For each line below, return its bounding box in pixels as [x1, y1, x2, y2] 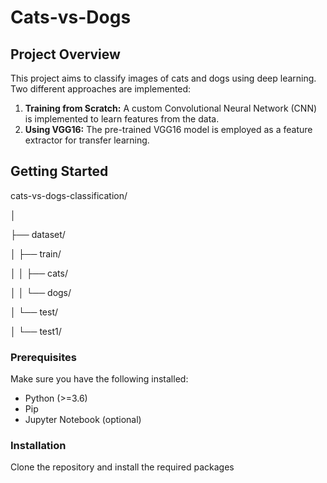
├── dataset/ [10, 228, 66, 240]
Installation [10, 439, 67, 453]
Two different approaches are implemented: [10, 83, 192, 95]
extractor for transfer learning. [24, 134, 150, 146]
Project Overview [10, 46, 121, 63]
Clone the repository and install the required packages [10, 461, 235, 473]
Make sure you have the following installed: [10, 373, 189, 385]
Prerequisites [10, 350, 77, 364]
